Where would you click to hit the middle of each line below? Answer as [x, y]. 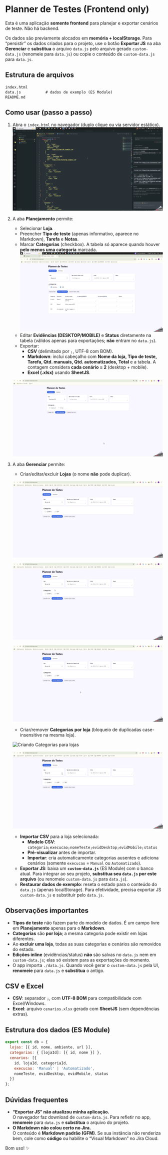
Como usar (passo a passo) [49, 113]
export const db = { [27, 1042]
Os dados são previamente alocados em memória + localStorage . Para [78, 38]
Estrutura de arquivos [39, 75]
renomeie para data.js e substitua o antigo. [58, 970]
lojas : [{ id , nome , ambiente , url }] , [51, 1047]
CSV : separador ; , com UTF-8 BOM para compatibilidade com [77, 998]
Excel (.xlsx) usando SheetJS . [59, 372]
